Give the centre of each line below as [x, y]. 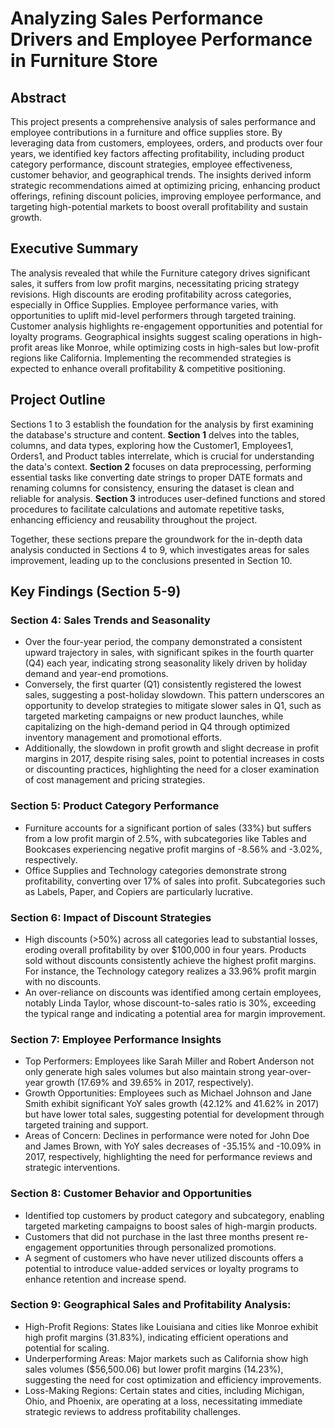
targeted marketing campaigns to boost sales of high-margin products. [171, 1226]
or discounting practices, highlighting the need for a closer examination [172, 769]
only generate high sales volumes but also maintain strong [145, 1072]
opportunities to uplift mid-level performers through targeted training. [153, 315]
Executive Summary [74, 248]
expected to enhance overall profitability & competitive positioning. [148, 368]
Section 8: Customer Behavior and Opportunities [131, 1194]
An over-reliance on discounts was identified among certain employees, [173, 992]
